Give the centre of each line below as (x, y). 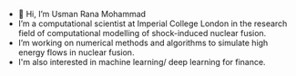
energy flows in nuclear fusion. (76, 52)
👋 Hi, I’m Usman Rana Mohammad (82, 14)
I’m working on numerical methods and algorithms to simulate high (143, 43)
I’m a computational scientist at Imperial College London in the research (153, 24)
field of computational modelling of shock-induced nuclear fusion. (142, 33)
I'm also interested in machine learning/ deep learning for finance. (142, 62)
